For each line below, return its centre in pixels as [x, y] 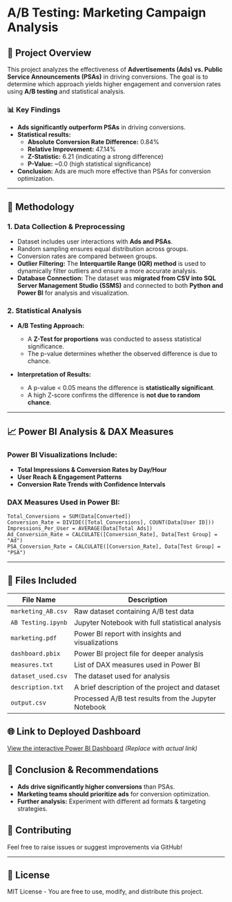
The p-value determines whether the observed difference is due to [122, 354]
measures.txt [32, 665]
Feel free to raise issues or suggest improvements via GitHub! [95, 847]
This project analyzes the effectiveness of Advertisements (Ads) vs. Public [115, 69]
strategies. [32, 808]
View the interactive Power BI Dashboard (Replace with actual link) [103, 748]
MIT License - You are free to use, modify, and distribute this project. [105, 892]
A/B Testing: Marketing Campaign [107, 13]
